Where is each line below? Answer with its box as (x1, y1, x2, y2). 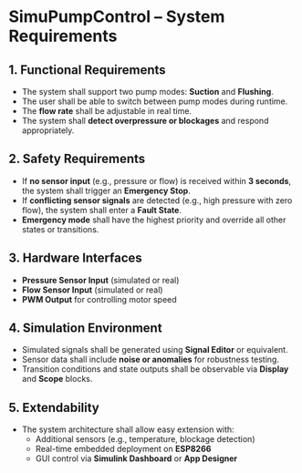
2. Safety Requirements (8, 151, 146, 167)
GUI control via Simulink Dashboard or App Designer (35, 453, 238, 464)
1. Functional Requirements (8, 62, 166, 77)
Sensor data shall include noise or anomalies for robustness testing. (21, 354, 280, 365)
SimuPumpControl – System (8, 6, 225, 27)
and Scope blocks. (21, 374, 93, 385)
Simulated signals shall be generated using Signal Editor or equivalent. (21, 344, 288, 355)
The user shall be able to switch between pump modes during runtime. (21, 96, 288, 107)
